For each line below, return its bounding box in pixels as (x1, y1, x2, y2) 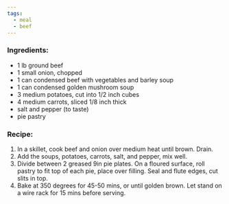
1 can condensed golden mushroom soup (16, 83, 134, 91)
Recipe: (7, 129, 33, 139)
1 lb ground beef (16, 61, 64, 69)
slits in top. (16, 174, 48, 182)
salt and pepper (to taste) (16, 104, 89, 113)
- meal (13, 16, 32, 23)
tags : (7, 10, 23, 17)
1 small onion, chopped (16, 68, 82, 76)
